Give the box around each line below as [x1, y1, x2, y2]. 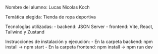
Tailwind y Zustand [5, 29, 44, 34]
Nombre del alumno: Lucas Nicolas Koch [5, 4, 90, 10]
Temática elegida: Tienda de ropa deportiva [5, 14, 96, 19]
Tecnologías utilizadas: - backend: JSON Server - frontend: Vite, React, [5, 23, 154, 29]
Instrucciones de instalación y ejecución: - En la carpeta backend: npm [5, 38, 153, 44]
